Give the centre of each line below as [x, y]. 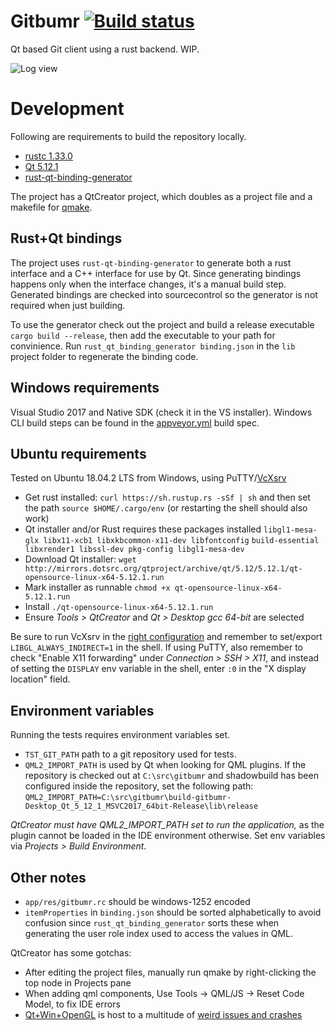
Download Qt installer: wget [80, 559]
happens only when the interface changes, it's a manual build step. [148, 284]
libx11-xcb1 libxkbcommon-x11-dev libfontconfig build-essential [181, 541]
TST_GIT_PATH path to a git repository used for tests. [130, 754]
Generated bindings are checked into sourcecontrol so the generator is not [164, 294]
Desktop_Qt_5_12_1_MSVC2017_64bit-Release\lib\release [141, 806]
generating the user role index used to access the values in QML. [158, 933]
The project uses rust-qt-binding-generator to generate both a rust [151, 262]
